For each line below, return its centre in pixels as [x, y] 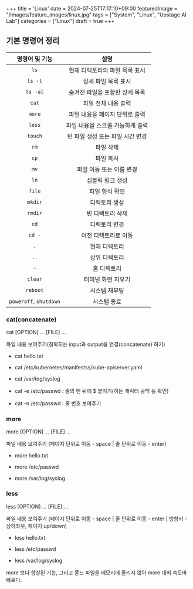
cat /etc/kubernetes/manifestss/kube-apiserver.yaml [78, 368]
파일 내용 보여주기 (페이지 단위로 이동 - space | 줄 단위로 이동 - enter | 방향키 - [97, 519]
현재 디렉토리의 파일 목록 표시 [107, 70]
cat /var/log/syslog [37, 379]
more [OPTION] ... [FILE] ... [39, 432]
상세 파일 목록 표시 [107, 81]
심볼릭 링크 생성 [107, 180]
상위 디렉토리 [107, 257]
